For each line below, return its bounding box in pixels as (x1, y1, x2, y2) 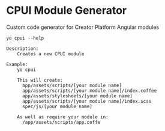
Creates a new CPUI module (17, 50, 85, 57)
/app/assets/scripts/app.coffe (22, 119, 101, 125)
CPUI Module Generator (6, 4, 127, 17)
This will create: (17, 77, 63, 83)
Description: (6, 46, 39, 52)
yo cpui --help (6, 35, 44, 41)
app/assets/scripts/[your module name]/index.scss (22, 98, 152, 104)
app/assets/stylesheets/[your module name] (22, 93, 133, 99)
